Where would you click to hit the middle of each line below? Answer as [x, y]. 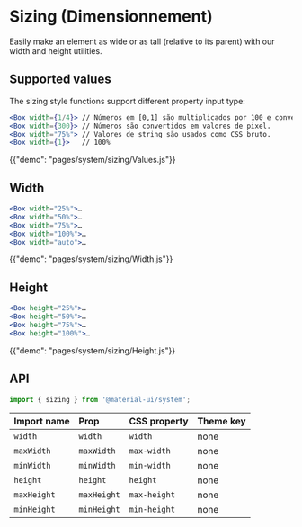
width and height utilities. [56, 50]
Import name [42, 422]
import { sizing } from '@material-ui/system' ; [100, 399]
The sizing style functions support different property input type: [127, 101]
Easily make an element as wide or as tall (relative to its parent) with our [142, 41]
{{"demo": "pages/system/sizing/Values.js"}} [93, 160]
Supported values [60, 80]
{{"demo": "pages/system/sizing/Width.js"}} [91, 259]
